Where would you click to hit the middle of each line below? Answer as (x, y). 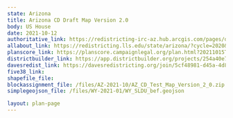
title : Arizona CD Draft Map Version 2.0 (68, 20)
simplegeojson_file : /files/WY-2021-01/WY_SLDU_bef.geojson (96, 91)
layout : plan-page (34, 104)
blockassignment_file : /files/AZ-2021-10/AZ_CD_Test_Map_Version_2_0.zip (116, 85)
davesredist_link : (34, 65)
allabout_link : (29, 46)
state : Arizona (29, 14)
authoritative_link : (37, 40)
